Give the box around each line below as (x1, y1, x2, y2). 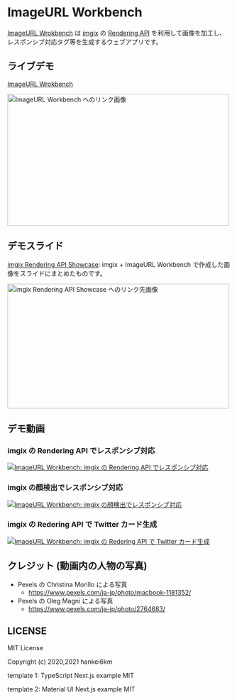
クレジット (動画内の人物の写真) (7, 560, 148, 572)
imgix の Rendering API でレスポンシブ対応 (7, 445, 155, 455)
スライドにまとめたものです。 (19, 269, 106, 278)
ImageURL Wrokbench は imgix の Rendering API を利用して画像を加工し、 (7, 28, 226, 37)
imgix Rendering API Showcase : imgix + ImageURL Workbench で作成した (7, 260, 224, 268)
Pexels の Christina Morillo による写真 (17, 580, 128, 589)
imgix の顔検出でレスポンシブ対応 (7, 483, 123, 493)
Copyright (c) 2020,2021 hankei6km (7, 657, 113, 666)
